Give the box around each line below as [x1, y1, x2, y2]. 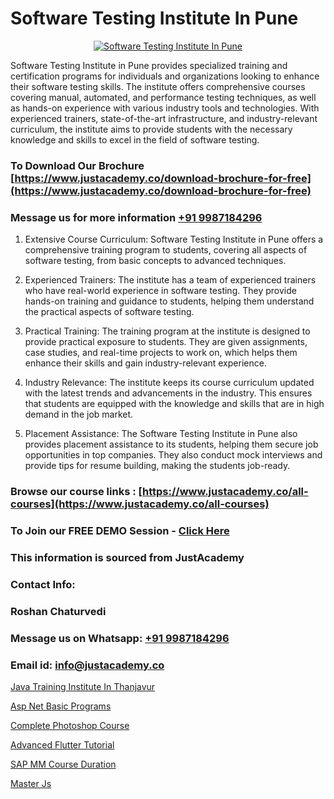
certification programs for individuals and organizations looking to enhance [10, 70, 320, 82]
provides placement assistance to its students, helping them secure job [24, 438, 319, 451]
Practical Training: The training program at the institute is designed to [24, 325, 311, 337]
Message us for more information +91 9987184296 [10, 210, 263, 224]
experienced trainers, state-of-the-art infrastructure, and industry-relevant [10, 112, 318, 124]
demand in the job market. [24, 408, 134, 421]
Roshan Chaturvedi [10, 604, 107, 618]
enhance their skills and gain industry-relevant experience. [24, 357, 267, 369]
